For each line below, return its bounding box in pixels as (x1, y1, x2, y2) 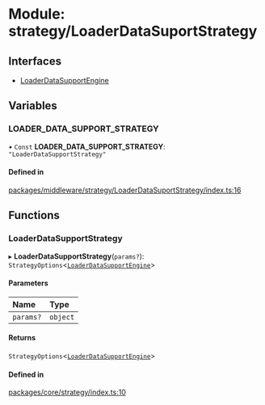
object (49, 312, 75, 322)
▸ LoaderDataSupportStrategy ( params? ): (8, 251, 145, 261)
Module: (8, 5, 65, 23)
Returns (8, 333, 36, 343)
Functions (8, 209, 61, 222)
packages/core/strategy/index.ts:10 (8, 387, 127, 397)
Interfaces (8, 54, 62, 68)
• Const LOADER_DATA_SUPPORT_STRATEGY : (8, 141, 166, 151)
